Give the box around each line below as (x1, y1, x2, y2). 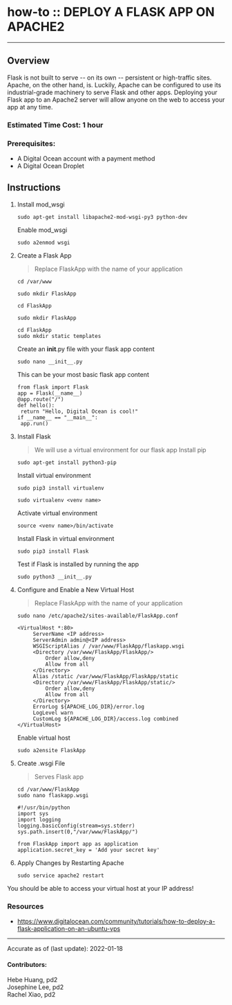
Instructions (7, 181, 61, 194)
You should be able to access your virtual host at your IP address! (7, 884, 194, 892)
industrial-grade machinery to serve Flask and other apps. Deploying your (7, 88, 217, 96)
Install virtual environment (17, 471, 91, 479)
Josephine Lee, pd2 (7, 983, 64, 991)
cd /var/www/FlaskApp (17, 785, 79, 793)
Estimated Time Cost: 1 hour (7, 120, 104, 130)
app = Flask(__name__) (17, 389, 83, 397)
